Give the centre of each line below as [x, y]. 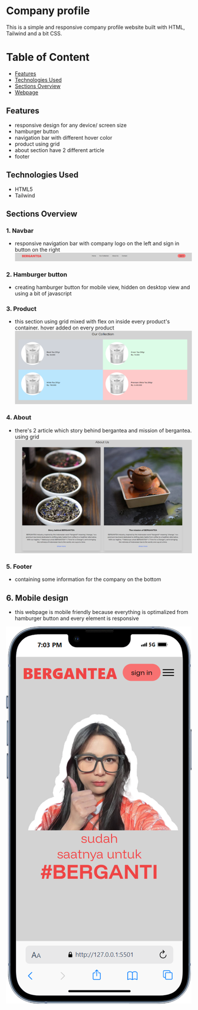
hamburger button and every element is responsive [77, 618]
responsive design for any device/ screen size [70, 125]
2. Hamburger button [37, 274]
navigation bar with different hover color [63, 137]
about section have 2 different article [60, 150]
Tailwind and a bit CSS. [34, 33]
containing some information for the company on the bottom [88, 579]
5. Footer [19, 567]
